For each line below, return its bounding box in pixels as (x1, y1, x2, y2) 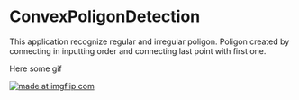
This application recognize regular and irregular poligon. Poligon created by (9, 36, 290, 47)
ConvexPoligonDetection (9, 6, 201, 27)
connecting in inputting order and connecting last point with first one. (9, 45, 267, 56)
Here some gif (9, 63, 63, 74)
